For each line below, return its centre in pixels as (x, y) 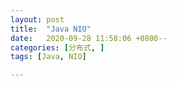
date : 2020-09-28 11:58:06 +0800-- (89, 38)
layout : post (37, 19)
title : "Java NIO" (51, 29)
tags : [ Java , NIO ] (48, 57)
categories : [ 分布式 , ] (57, 47)
